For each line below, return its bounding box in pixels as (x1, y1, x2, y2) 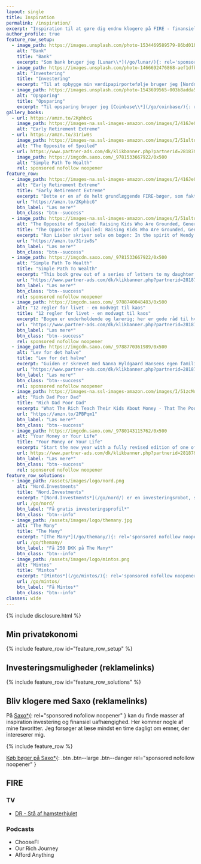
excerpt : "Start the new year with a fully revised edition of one (17, 445, 188, 451)
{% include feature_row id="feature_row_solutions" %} (6, 678, 142, 686)
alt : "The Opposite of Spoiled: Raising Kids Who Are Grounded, (17, 221, 181, 227)
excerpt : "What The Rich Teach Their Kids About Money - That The (17, 406, 186, 412)
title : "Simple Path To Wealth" (17, 266, 98, 272)
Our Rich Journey (14, 845, 59, 852)
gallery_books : (6, 109, 44, 115)
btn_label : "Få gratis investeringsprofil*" (17, 506, 130, 512)
